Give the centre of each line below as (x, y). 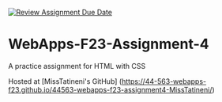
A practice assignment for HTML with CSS (77, 66)
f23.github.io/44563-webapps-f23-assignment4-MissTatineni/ (110, 89)
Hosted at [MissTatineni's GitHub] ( (65, 81)
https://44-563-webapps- (164, 81)
